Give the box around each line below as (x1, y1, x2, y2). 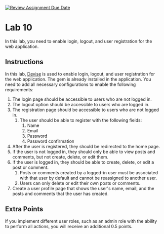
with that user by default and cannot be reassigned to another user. (19, 175, 157, 181)
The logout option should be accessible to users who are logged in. (12, 101, 150, 107)
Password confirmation (27, 138, 75, 144)
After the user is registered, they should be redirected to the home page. (12, 143, 160, 149)
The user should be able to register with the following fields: (19, 117, 142, 123)
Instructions (5, 58, 43, 66)
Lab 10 (5, 22, 33, 33)
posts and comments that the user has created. (12, 191, 109, 196)
